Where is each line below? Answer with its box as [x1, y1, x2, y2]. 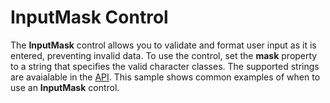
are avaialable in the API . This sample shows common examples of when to [10, 71, 321, 83]
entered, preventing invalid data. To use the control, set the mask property [10, 49, 318, 61]
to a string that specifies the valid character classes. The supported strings [10, 60, 320, 72]
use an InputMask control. [10, 81, 120, 93]
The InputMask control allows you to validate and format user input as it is [10, 39, 317, 51]
